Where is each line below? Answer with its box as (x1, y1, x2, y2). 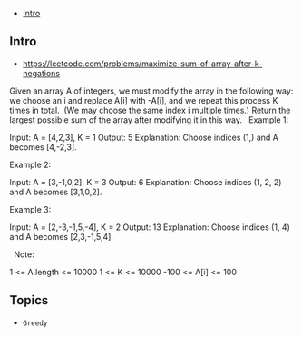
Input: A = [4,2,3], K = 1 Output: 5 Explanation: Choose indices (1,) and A (9, 132, 278, 143)
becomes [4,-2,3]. (9, 141, 77, 153)
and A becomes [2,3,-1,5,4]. (9, 231, 113, 242)
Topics (9, 292, 49, 308)
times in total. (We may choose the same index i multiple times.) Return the (9, 104, 291, 115)
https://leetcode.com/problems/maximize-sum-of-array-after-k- (22, 58, 263, 69)
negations (22, 67, 61, 78)
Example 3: (9, 203, 52, 214)
